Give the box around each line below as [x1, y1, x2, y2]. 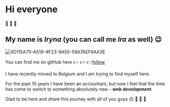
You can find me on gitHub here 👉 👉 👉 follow [5, 59, 105, 65]
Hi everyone [5, 4, 58, 15]
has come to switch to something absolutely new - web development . [5, 86, 153, 92]
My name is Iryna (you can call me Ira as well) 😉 [5, 35, 162, 44]
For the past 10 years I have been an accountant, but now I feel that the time [5, 81, 165, 87]
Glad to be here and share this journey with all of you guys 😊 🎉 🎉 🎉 [5, 96, 147, 102]
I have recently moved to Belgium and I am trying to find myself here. [5, 70, 151, 77]
